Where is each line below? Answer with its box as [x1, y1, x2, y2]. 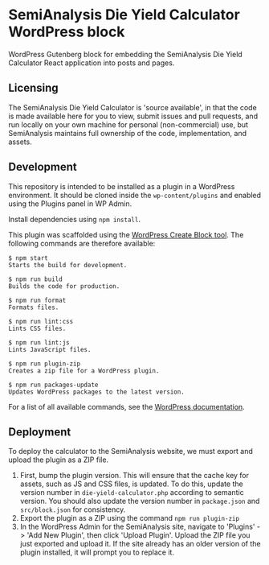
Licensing [8, 81, 59, 95]
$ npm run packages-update [8, 381, 99, 389]
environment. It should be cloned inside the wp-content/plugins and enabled [8, 190, 262, 200]
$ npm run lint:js [8, 338, 70, 347]
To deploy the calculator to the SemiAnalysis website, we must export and [8, 447, 253, 456]
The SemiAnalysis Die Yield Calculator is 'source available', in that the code [8, 102, 257, 112]
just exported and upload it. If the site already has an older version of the [19, 539, 261, 549]
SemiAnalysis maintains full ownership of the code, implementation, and [8, 128, 247, 138]
